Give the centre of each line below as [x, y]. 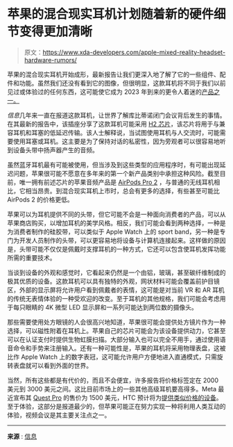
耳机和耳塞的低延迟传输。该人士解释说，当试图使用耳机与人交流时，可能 [116, 132]
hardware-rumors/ [51, 60]
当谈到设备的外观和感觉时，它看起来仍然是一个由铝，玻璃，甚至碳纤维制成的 [116, 273]
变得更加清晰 [56, 32]
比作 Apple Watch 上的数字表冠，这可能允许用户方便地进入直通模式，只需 [112, 357]
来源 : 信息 [22, 436]
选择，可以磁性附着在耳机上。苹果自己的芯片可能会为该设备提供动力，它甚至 [116, 330]
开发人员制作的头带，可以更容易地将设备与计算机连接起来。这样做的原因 [122, 240]
